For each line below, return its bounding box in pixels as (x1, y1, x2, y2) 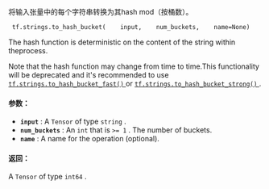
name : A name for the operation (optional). (19, 134, 159, 144)
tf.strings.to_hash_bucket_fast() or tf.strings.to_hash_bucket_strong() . (8, 79, 262, 88)
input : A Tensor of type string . (19, 116, 126, 127)
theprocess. (8, 46, 48, 55)
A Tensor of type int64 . (8, 172, 87, 182)
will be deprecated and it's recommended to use (8, 70, 169, 79)
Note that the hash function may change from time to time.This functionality (8, 61, 260, 71)
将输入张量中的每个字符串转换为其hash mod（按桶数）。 (8, 7, 193, 16)
